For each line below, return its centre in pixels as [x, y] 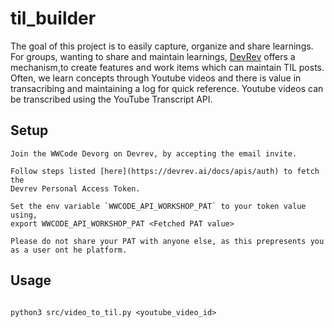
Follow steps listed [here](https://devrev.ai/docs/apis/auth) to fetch [165, 171]
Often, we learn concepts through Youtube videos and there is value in [156, 78]
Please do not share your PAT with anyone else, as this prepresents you [167, 241]
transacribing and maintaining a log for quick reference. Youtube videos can [167, 88]
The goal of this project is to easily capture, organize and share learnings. [162, 46]
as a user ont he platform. [69, 250]
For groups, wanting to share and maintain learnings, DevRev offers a [153, 56]
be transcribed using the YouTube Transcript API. [111, 99]
